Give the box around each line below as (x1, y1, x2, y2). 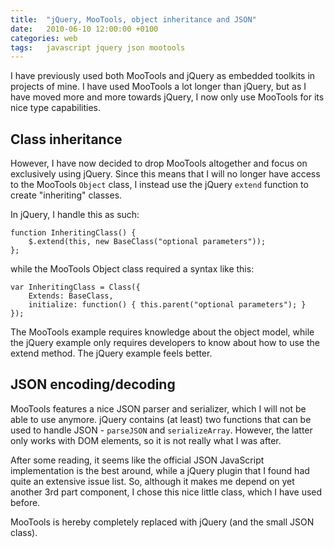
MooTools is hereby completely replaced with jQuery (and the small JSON (10, 516, 315, 528)
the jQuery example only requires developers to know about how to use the (10, 337, 320, 349)
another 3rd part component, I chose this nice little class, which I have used (10, 486, 323, 498)
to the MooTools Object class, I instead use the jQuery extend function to (10, 179, 309, 191)
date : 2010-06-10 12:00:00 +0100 (10, 24, 159, 34)
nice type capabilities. (10, 102, 102, 114)
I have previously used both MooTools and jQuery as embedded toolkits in (10, 70, 316, 82)
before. (10, 496, 41, 508)
